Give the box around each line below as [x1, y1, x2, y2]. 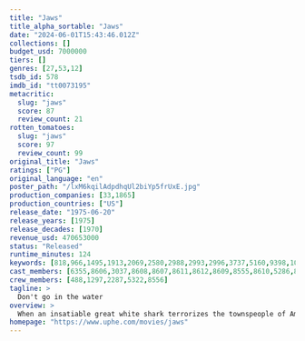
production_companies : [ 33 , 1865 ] [9, 191, 136, 200]
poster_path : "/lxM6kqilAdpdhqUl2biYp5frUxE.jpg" [9, 183, 202, 192]
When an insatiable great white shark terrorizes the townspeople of [17, 309, 286, 318]
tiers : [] [9, 55, 47, 65]
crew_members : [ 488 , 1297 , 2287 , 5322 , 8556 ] [9, 276, 169, 285]
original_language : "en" [9, 174, 103, 183]
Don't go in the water [17, 292, 103, 301]
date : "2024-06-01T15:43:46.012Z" [9, 30, 141, 39]
